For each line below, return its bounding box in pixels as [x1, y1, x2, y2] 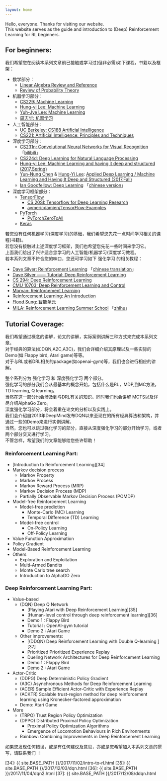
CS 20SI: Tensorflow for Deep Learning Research [27, 199, 128, 205]
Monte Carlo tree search [19, 567, 70, 573]
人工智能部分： [12, 121, 43, 127]
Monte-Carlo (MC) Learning [27, 509, 84, 515]
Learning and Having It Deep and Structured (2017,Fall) [19, 176, 133, 182]
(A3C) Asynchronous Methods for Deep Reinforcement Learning [19, 681, 152, 687]
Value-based [12, 596, 39, 602]
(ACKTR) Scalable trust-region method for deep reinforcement [19, 691, 148, 697]
